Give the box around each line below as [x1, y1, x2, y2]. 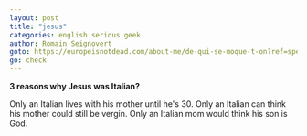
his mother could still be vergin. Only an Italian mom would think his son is [9, 109, 288, 119]
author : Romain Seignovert [9, 38, 112, 48]
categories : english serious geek [9, 30, 142, 39]
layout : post [9, 13, 59, 23]
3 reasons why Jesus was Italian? [9, 81, 140, 91]
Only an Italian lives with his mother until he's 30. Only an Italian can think [9, 99, 286, 110]
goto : [9, 47, 30, 57]
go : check [9, 56, 48, 65]
